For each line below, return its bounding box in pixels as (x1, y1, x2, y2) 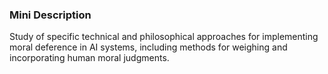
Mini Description (9, 8, 92, 22)
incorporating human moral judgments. (9, 52, 170, 64)
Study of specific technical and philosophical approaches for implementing (9, 31, 319, 43)
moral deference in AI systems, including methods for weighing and (9, 41, 288, 53)
